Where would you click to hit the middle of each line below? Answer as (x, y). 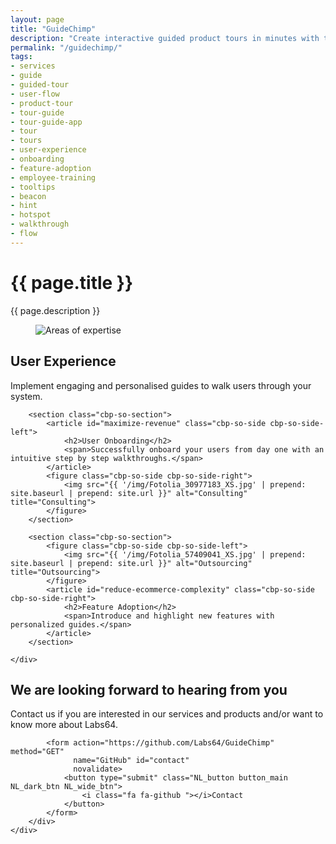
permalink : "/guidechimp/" (66, 47)
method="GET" (37, 752)
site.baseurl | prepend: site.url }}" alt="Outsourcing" (131, 563)
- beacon (28, 196)
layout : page (37, 19)
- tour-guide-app (46, 122)
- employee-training (53, 177)
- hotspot (31, 215)
